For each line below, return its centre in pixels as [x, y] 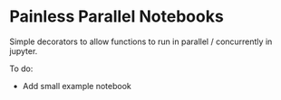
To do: [21, 68]
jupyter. [24, 50]
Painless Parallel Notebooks [116, 17]
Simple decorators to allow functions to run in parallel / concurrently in [141, 41]
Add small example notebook [77, 86]
